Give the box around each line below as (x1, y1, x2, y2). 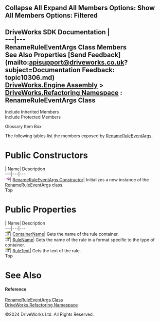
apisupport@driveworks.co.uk (29, 58, 124, 66)
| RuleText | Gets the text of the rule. (10, 248, 81, 254)
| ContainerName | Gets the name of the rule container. (10, 231, 119, 237)
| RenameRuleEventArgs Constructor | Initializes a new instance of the (10, 177, 149, 183)
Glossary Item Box (5, 124, 42, 129)
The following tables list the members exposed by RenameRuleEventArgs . (5, 133, 153, 139)
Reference (5, 286, 27, 292)
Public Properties (5, 204, 77, 215)
